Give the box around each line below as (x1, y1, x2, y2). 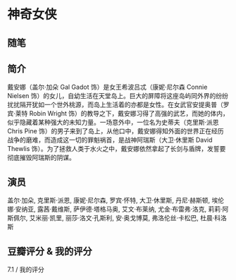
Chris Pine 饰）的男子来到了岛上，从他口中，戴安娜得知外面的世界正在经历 (7, 127, 224, 135)
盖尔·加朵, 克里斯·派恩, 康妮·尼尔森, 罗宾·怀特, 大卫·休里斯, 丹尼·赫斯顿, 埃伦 (7, 196, 225, 205)
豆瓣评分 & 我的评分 (7, 245, 93, 257)
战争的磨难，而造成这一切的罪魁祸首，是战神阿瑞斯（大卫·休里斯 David (7, 135, 213, 145)
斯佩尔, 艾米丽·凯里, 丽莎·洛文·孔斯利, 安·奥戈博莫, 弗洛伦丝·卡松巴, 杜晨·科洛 (7, 214, 228, 222)
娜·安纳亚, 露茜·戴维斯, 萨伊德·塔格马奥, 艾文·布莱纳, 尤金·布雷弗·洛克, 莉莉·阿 (7, 205, 229, 214)
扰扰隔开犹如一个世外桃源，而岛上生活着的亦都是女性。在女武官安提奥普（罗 (7, 100, 230, 109)
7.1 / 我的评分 (7, 265, 44, 274)
